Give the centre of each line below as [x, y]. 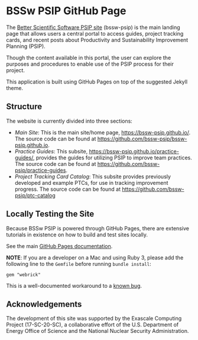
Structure [24, 107]
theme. [15, 88]
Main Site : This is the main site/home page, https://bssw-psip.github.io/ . [103, 132]
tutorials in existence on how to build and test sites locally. [77, 235]
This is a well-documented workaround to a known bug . [74, 286]
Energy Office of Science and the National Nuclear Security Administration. [98, 331]
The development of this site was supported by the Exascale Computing [94, 319]
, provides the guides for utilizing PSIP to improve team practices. [112, 158]
